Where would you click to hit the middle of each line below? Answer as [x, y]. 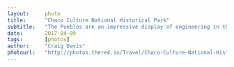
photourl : [22, 53]
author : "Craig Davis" [46, 46]
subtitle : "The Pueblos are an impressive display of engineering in [113, 27]
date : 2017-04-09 [42, 33]
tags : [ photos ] [39, 40]
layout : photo [34, 14]
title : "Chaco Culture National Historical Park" [88, 20]
